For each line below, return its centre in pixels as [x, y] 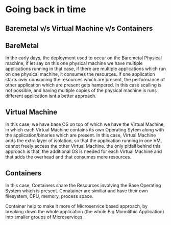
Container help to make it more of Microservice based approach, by [77, 206]
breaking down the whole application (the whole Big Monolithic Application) [85, 212]
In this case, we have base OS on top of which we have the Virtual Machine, [85, 124]
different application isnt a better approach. [51, 96]
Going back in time [46, 9]
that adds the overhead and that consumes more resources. [68, 157]
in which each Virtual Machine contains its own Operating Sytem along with [85, 130]
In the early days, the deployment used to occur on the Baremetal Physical [84, 58]
